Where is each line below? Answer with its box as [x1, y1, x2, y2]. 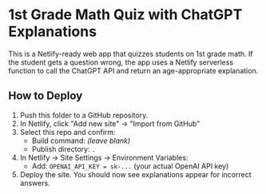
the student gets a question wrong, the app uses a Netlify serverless [8, 57, 234, 67]
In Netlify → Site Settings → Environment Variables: [19, 152, 189, 162]
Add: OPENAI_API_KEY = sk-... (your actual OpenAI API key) [31, 161, 229, 171]
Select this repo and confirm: [19, 127, 116, 137]
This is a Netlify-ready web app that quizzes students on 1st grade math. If [8, 49, 253, 58]
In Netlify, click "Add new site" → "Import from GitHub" [19, 118, 200, 129]
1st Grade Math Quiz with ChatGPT [8, 6, 243, 24]
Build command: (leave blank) [31, 136, 131, 145]
